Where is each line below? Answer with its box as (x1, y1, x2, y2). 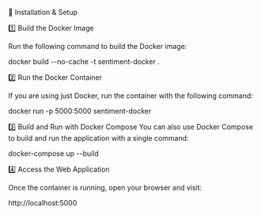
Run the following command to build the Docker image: (8, 42, 187, 51)
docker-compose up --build (8, 149, 99, 158)
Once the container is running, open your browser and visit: (8, 183, 202, 192)
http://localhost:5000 (8, 198, 78, 207)
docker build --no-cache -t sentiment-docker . (8, 57, 161, 66)
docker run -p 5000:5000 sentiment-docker (8, 107, 152, 115)
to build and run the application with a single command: (8, 134, 189, 142)
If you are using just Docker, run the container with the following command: (8, 91, 253, 100)
